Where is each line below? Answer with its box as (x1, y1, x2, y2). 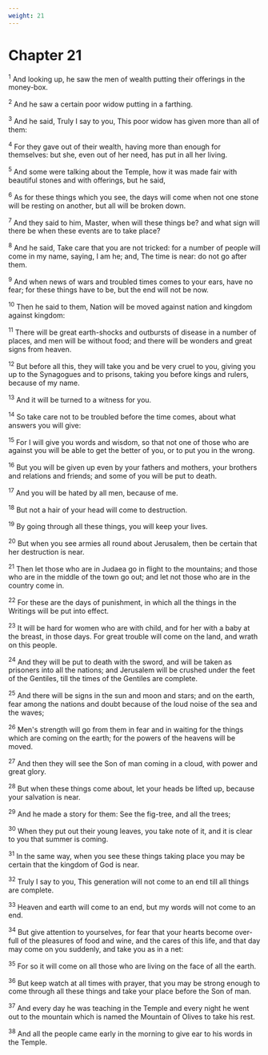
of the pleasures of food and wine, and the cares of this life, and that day (20, 936, 261, 945)
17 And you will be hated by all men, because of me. (8, 487, 178, 497)
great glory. (8, 767, 46, 776)
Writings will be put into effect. (8, 606, 110, 616)
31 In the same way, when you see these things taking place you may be (8, 850, 246, 860)
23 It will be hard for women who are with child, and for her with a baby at (8, 622, 250, 632)
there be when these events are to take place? (8, 226, 162, 236)
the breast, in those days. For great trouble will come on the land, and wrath (8, 632, 258, 641)
